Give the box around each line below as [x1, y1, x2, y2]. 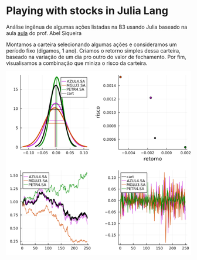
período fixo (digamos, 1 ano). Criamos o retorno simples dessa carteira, [6, 47, 181, 54]
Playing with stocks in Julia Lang [6, 4, 169, 18]
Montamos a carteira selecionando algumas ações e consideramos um [6, 41, 177, 48]
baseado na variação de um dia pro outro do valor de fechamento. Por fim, [6, 53, 186, 60]
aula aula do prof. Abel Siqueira [6, 29, 82, 36]
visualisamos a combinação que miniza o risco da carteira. [6, 60, 148, 67]
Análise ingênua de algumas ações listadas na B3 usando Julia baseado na [6, 23, 188, 30]
